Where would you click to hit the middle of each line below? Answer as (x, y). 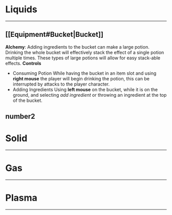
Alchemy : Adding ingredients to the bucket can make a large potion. (77, 47)
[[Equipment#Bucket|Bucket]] (55, 35)
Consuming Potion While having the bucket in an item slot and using (84, 73)
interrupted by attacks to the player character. (61, 84)
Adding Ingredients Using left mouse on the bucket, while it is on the (85, 89)
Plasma (21, 198)
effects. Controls (23, 63)
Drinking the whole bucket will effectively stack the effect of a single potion (85, 52)
